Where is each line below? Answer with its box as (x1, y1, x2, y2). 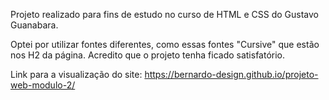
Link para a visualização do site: (10, 69, 143, 80)
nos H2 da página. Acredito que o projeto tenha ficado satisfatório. (10, 49, 286, 61)
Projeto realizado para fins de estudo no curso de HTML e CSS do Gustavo (10, 9, 320, 20)
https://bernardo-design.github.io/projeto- (144, 69, 319, 80)
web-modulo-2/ (10, 79, 76, 91)
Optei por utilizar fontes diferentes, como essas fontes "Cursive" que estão (10, 39, 320, 50)
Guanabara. (10, 19, 59, 31)
